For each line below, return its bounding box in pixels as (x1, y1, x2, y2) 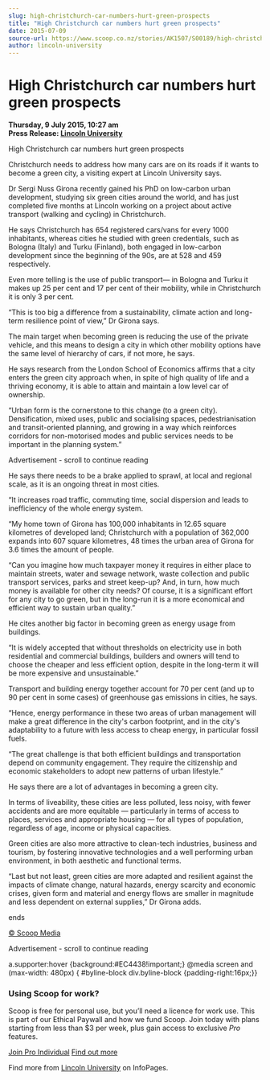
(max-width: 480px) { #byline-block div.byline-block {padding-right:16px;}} (8, 968, 258, 978)
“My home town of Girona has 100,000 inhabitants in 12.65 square (8, 519, 227, 529)
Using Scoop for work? (8, 988, 100, 999)
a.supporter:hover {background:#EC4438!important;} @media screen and (8, 959, 253, 969)
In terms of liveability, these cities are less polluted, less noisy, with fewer (8, 798, 252, 807)
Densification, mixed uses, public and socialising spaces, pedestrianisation (8, 414, 256, 424)
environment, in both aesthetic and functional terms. (8, 856, 182, 865)
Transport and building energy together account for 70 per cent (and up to (8, 684, 255, 694)
